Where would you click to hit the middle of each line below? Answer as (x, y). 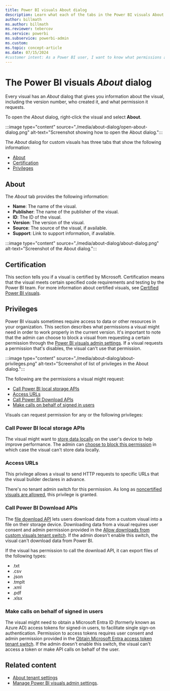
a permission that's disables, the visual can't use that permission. (73, 348)
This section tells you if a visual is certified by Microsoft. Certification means (85, 277)
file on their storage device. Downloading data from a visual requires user (82, 524)
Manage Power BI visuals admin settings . (55, 683)
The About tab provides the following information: (57, 197)
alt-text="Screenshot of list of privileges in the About (93, 364)
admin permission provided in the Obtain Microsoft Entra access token (79, 638)
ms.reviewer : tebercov (29, 29)
